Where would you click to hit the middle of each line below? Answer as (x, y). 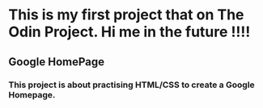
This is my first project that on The (126, 15)
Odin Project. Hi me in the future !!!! (129, 32)
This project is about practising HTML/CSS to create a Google (131, 85)
